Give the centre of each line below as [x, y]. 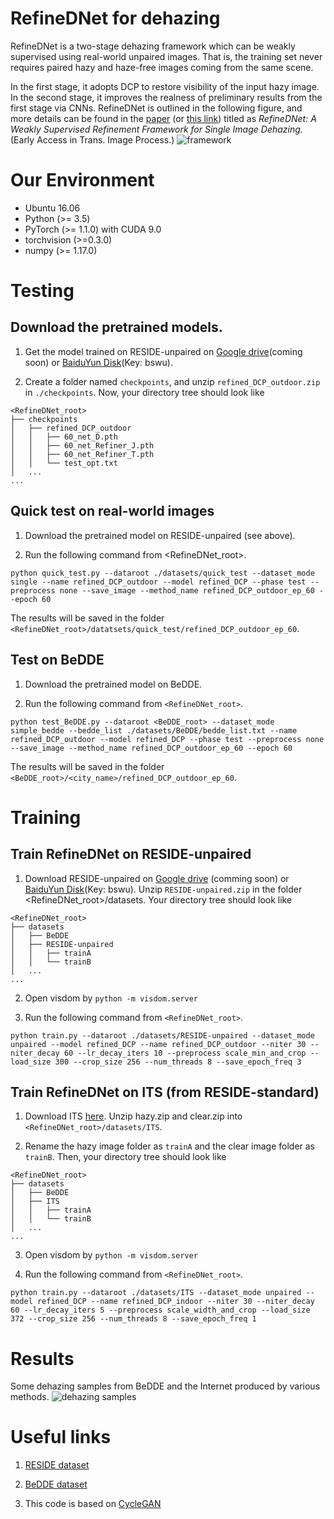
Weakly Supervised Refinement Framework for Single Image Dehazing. [156, 129]
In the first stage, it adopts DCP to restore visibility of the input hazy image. [165, 86]
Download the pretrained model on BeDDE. [113, 684]
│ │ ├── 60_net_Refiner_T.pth [82, 454]
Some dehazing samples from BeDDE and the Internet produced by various [165, 1386]
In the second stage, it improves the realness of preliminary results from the [166, 97]
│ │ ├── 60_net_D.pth [64, 437]
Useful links [61, 1437]
